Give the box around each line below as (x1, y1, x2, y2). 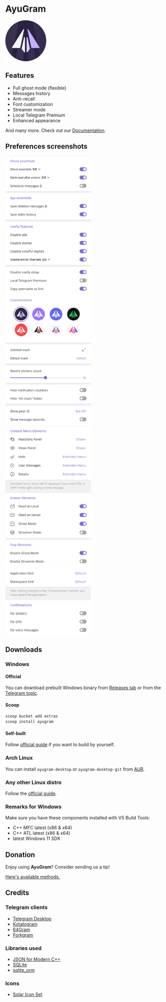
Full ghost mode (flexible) (12, 85, 66, 91)
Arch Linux (5, 755, 33, 762)
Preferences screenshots (5, 142, 88, 151)
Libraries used (5, 944, 42, 951)
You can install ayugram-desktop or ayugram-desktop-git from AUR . (5, 766, 145, 772)
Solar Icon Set (12, 991, 42, 997)
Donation (5, 850, 35, 859)
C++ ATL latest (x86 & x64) (12, 830, 70, 836)
